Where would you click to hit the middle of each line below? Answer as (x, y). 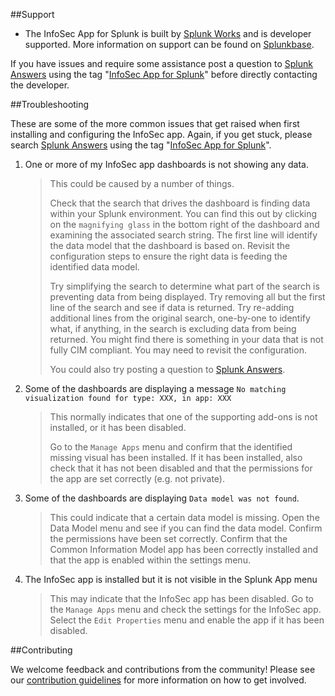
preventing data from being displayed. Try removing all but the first (187, 297)
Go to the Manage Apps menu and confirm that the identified (171, 447)
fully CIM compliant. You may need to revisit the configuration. (178, 350)
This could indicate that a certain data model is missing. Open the (184, 517)
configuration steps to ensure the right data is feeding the (168, 256)
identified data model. (94, 267)
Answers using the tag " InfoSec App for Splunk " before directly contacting (164, 74)
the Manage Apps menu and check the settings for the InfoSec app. (185, 609)
